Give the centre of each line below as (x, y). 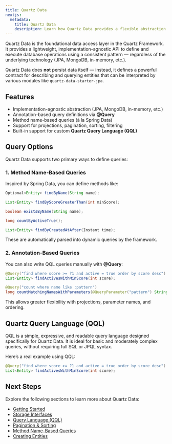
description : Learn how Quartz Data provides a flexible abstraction (90, 29)
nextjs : (14, 15)
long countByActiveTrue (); (34, 220)
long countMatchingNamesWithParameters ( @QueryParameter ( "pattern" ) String (87, 292)
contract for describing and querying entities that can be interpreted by (80, 75)
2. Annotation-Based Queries (42, 253)
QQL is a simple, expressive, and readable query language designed (77, 336)
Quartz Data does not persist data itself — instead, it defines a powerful (81, 70)
